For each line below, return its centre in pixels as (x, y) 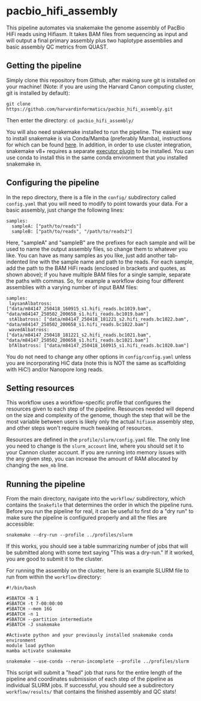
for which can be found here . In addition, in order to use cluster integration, (99, 145)
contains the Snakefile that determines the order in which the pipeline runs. (100, 505)
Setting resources (40, 388)
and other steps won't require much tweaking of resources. (79, 428)
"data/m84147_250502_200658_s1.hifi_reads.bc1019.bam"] (77, 314)
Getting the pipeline (44, 66)
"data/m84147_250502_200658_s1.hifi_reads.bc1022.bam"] (77, 324)
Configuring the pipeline (53, 183)
